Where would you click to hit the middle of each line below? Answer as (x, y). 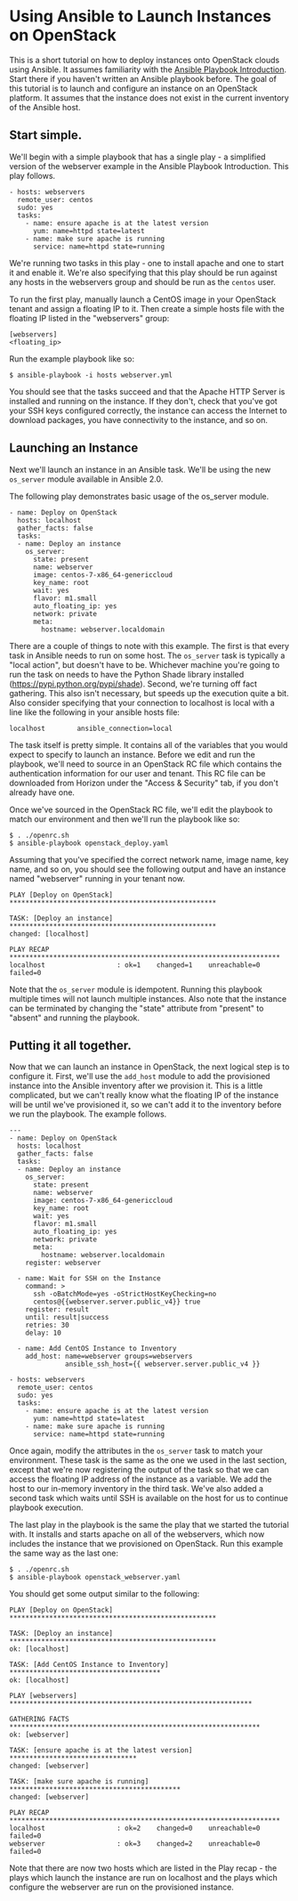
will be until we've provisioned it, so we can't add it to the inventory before (145, 1105)
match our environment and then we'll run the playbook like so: (125, 819)
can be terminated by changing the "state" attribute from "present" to (137, 1008)
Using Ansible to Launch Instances (140, 16)
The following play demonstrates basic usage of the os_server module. (139, 496)
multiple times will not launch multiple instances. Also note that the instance (148, 998)
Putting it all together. (70, 1045)
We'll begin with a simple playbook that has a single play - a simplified (137, 157)
